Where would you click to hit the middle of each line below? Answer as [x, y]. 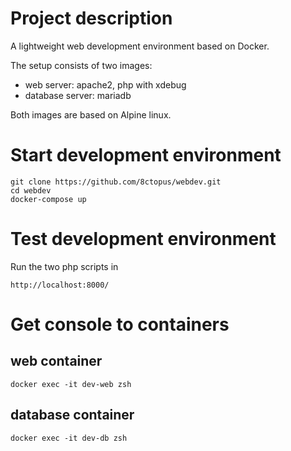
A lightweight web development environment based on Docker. [140, 46]
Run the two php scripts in [64, 266]
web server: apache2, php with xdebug [105, 84]
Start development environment [146, 155]
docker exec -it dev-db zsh [69, 438]
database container [72, 415]
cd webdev [31, 190]
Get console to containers [120, 324]
